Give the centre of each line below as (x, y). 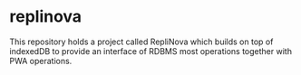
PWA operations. (41, 61)
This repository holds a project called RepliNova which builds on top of (141, 42)
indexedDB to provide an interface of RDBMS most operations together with (151, 51)
